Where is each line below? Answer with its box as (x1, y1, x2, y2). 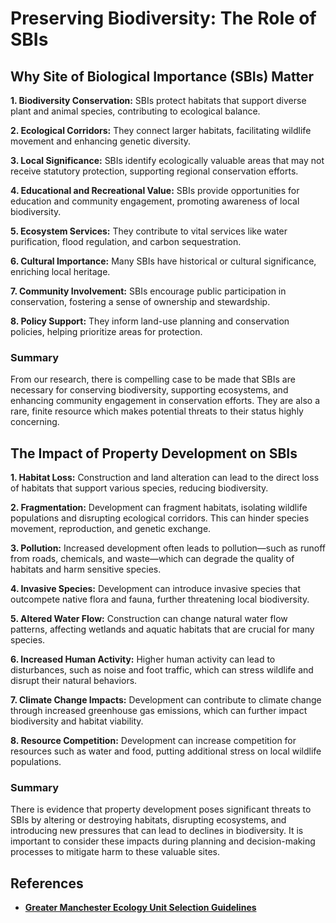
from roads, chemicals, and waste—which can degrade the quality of (10, 553, 295, 565)
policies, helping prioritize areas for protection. (10, 326, 203, 337)
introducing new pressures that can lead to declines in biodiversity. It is (10, 825, 304, 837)
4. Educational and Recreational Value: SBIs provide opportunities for (10, 185, 300, 196)
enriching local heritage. (10, 266, 111, 277)
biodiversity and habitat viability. (10, 715, 144, 727)
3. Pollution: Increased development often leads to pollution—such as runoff (10, 542, 326, 554)
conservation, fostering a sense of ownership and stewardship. (10, 296, 271, 307)
